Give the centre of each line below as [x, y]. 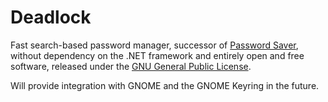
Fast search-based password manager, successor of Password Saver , [154, 45]
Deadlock [51, 17]
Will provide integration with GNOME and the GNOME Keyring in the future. [165, 85]
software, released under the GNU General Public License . [131, 66]
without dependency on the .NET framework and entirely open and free [157, 55]
